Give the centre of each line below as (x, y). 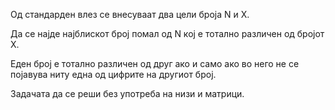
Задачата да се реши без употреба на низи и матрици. (127, 93)
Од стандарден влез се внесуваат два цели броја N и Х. (130, 14)
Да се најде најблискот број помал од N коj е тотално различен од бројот (167, 33)
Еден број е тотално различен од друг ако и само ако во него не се (155, 63)
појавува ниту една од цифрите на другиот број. (113, 74)
